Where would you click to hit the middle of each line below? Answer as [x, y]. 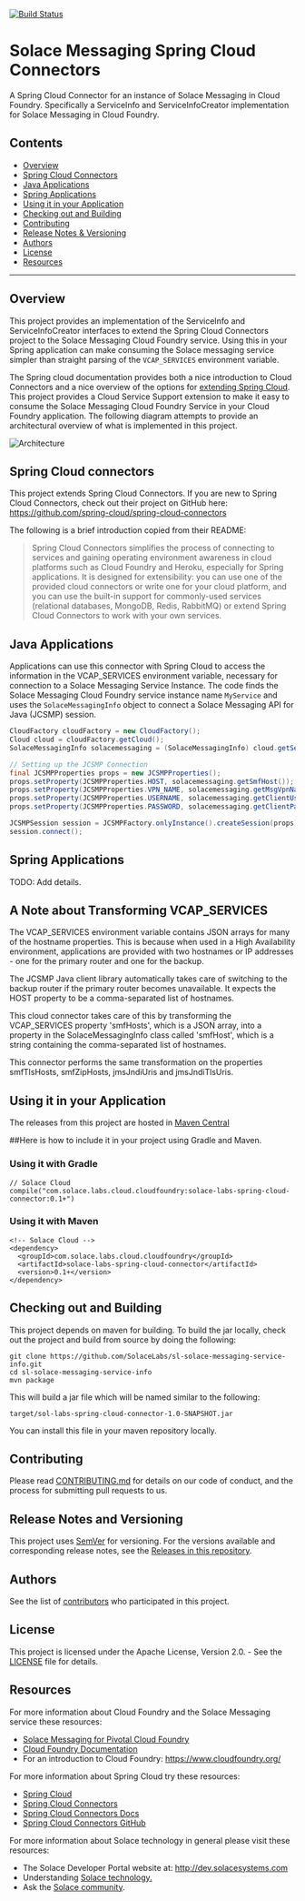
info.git [26, 1364]
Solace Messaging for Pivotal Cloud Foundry [106, 1739]
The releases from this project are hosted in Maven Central [119, 1122]
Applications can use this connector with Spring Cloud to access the [138, 666]
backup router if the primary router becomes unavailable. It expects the [143, 989]
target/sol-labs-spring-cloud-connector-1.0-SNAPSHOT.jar [121, 1413]
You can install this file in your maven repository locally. [113, 1430]
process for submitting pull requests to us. [89, 1491]
